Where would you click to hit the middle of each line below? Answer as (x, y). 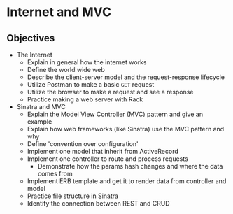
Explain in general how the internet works (87, 62)
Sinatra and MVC (41, 107)
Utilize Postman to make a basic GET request (91, 84)
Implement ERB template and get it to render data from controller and (127, 181)
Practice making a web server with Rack (85, 99)
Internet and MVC (59, 12)
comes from (55, 173)
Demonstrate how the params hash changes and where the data (130, 166)
